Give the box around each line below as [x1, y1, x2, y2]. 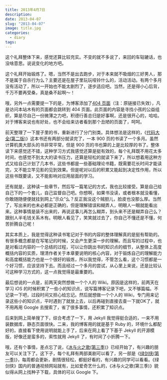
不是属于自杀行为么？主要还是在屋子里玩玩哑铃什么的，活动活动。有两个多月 [5, 77, 162, 83]
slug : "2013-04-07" [5, 21, 46, 26]
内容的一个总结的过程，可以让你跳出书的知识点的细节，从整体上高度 [22, 244, 162, 250]
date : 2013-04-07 [5, 16, 41, 21]
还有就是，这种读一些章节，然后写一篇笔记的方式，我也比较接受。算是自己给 [5, 183, 162, 189]
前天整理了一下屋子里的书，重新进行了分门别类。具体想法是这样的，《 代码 [5, 129, 156, 135]
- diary [9, 35, 26, 40]
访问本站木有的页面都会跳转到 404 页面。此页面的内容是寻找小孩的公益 [9, 106, 156, 112]
